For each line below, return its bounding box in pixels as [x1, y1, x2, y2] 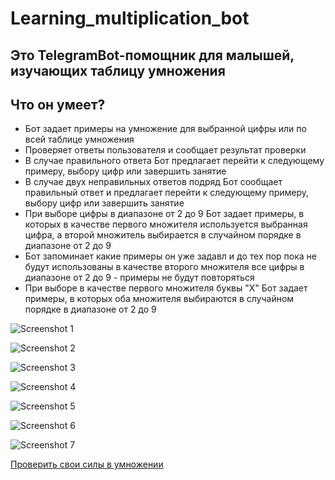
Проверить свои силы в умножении [10, 458, 164, 471]
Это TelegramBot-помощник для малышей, [10, 47, 295, 64]
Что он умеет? [10, 96, 106, 113]
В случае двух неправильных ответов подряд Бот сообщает [24, 176, 283, 188]
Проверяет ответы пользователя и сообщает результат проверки [24, 144, 307, 156]
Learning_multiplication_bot [10, 7, 250, 30]
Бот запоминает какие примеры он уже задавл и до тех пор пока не [24, 250, 318, 262]
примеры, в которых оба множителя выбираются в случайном [24, 293, 295, 305]
